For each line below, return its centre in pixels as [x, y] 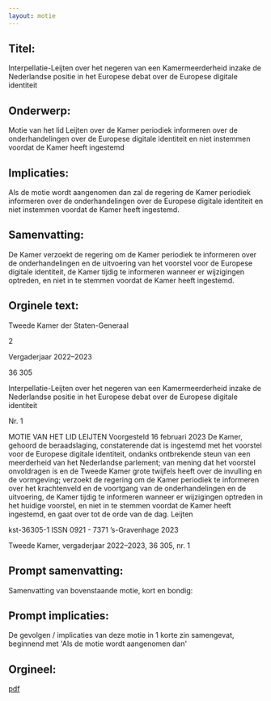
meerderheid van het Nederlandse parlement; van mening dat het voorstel [132, 462]
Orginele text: [44, 306]
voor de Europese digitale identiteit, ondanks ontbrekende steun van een [129, 453]
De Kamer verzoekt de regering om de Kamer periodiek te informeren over [133, 254]
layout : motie [32, 16]
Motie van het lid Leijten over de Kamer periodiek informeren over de [123, 130]
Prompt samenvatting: [66, 571]
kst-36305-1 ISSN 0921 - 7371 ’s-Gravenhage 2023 [94, 529]
